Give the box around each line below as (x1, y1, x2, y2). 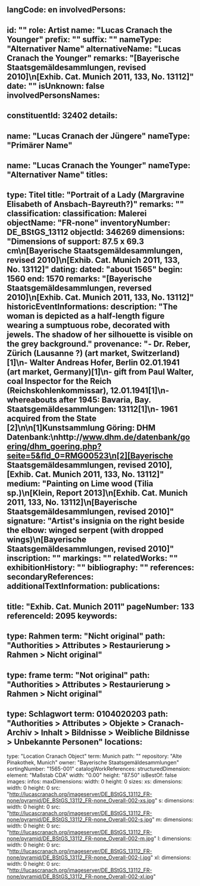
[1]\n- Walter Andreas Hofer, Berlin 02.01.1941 (7, 358, 180, 368)
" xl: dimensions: (150, 854, 192, 861)
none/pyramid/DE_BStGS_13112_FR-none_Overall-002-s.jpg (7, 816, 152, 823)
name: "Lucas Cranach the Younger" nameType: (7, 160, 191, 171)
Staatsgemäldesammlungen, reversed (7, 283, 152, 293)
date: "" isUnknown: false (7, 80, 105, 91)
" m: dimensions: (152, 816, 193, 823)
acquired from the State (7, 414, 97, 424)
